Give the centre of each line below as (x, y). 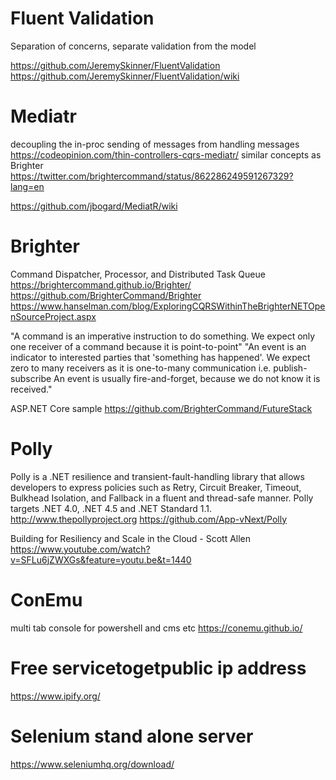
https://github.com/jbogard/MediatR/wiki (94, 206)
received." (31, 389)
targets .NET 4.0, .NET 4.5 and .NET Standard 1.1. (111, 508)
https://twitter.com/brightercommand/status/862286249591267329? (152, 176)
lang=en (27, 186)
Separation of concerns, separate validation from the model (133, 46)
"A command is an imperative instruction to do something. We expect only (163, 336)
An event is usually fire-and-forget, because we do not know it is (187, 378)
